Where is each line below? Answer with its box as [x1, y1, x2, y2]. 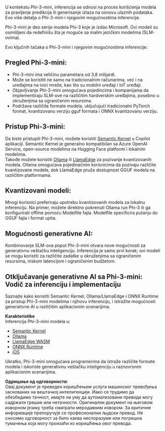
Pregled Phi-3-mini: [5, 59, 67, 67]
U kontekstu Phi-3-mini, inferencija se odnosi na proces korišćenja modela [5, 4, 157, 10]
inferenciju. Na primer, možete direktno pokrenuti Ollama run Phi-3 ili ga [5, 204, 151, 211]
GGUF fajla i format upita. [5, 215, 57, 221]
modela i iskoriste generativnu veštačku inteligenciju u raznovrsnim [5, 364, 142, 370]
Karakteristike [5, 313, 35, 319]
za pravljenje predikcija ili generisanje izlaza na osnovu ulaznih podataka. [5, 9, 154, 15]
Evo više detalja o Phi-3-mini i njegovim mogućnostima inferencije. [5, 15, 140, 20]
